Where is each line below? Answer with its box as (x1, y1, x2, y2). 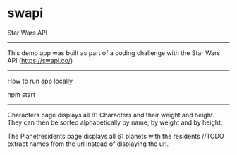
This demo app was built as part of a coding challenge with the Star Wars (7, 48, 221, 57)
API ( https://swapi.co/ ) (7, 56, 73, 64)
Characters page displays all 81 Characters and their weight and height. (7, 110, 215, 119)
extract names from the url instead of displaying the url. (7, 139, 169, 148)
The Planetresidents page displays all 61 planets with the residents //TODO (7, 132, 224, 140)
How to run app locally (7, 76, 73, 85)
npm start (7, 90, 36, 98)
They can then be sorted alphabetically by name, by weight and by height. (7, 118, 223, 127)
